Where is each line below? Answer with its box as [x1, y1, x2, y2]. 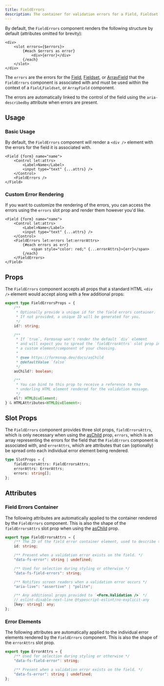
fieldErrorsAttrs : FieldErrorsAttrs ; [14, 462, 91, 467]
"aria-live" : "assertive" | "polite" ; [14, 584, 93, 589]
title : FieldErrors [5, 7, 45, 12]
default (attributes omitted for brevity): [5, 30, 82, 36]
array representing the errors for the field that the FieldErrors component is [5, 437, 158, 443]
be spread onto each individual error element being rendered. [5, 448, 129, 454]
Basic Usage [5, 128, 36, 135]
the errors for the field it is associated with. [5, 145, 92, 150]
